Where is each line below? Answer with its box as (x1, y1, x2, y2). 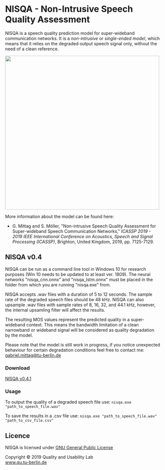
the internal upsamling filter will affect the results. (5, 307, 105, 313)
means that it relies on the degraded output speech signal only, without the (5, 40, 158, 46)
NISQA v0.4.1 (5, 376, 32, 382)
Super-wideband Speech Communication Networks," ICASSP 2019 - (12, 228, 151, 234)
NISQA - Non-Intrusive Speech (5, 3, 133, 15)
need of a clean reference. (5, 46, 59, 52)
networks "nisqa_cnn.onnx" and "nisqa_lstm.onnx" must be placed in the (5, 277, 153, 282)
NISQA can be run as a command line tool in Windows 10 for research (5, 266, 146, 272)
